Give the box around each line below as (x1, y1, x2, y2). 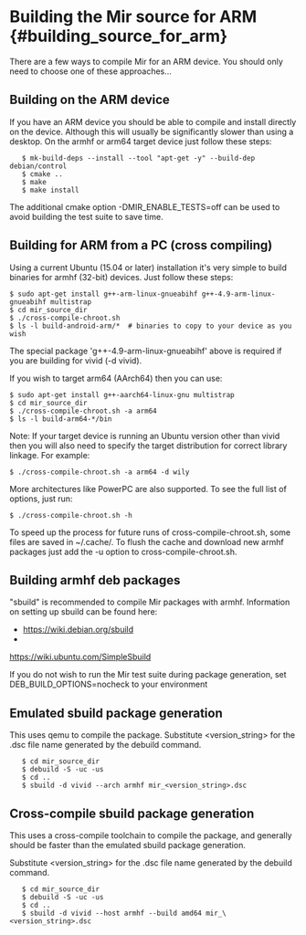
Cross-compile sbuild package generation (9, 805, 255, 821)
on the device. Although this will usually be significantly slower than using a (9, 126, 294, 137)
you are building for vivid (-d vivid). (9, 354, 142, 366)
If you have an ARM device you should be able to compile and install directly (9, 116, 297, 127)
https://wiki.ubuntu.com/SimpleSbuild (9, 651, 152, 663)
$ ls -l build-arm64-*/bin (9, 414, 112, 424)
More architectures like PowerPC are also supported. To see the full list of (9, 483, 288, 494)
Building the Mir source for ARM (9, 6, 258, 27)
